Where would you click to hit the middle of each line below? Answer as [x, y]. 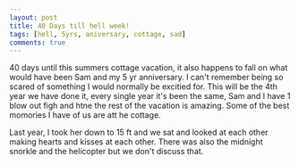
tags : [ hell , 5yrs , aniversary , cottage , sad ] [98, 34]
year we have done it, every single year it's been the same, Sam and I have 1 [150, 96]
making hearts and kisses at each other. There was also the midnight [136, 142]
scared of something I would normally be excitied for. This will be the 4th [143, 87]
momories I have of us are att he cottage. [85, 115]
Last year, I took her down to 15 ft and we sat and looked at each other [139, 132]
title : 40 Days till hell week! [69, 26]
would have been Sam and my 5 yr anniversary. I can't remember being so [146, 78]
